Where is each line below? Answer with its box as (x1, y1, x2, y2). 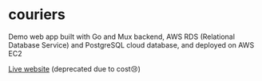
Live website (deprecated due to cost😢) (8, 64, 141, 73)
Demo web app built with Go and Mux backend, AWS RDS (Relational (8, 32, 236, 41)
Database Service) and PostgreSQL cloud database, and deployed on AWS (8, 40, 255, 49)
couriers (8, 6, 65, 24)
